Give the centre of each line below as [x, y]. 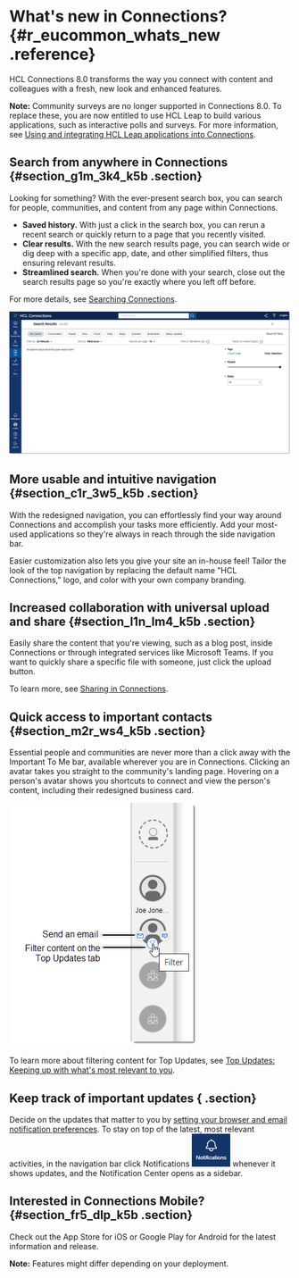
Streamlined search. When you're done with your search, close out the [154, 272]
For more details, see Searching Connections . [93, 299]
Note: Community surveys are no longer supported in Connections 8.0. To [145, 105]
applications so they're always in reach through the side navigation [153, 534]
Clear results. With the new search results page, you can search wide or [156, 244]
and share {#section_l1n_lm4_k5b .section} [133, 621]
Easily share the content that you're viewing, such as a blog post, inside [141, 643]
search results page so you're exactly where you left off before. [139, 281]
